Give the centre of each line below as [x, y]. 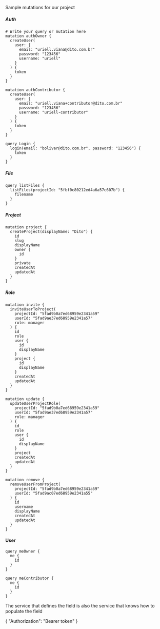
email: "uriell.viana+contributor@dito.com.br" [71, 103]
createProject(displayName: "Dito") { [52, 231]
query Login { [21, 144]
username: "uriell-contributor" [53, 112]
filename [24, 194]
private [23, 263]
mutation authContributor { [35, 90]
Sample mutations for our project [40, 7]
